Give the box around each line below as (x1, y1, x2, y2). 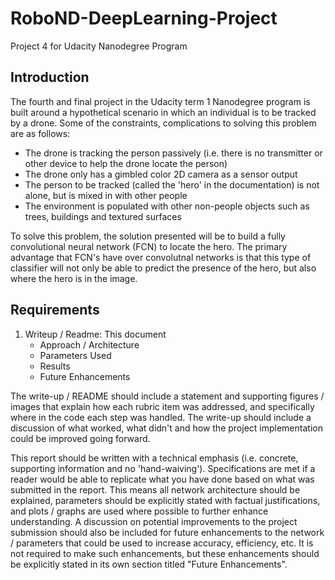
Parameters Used (39, 349, 112, 361)
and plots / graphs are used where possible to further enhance (10, 505, 269, 517)
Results (39, 360, 71, 372)
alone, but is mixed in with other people (24, 189, 188, 201)
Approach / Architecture (39, 338, 140, 351)
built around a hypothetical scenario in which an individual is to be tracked (10, 106, 317, 118)
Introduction (10, 69, 90, 86)
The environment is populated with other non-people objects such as (24, 200, 310, 212)
